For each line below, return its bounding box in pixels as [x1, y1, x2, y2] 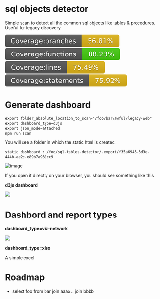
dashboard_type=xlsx [5, 245, 51, 251]
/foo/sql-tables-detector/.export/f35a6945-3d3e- [46, 149, 150, 154]
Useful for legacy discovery [5, 25, 61, 30]
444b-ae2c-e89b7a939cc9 [5, 154, 54, 159]
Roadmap [5, 272, 45, 283]
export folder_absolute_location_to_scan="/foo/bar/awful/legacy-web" [5, 116, 152, 121]
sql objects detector [5, 3, 89, 15]
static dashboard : [5, 149, 45, 154]
